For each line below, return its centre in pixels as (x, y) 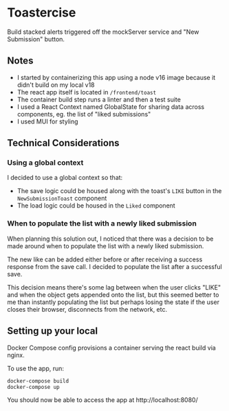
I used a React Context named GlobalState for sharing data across (111, 107)
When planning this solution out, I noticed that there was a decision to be (110, 239)
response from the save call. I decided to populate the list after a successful (115, 266)
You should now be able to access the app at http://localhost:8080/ (102, 400)
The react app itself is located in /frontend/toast (87, 92)
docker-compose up (33, 387)
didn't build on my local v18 (56, 85)
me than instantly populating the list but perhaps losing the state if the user (113, 302)
